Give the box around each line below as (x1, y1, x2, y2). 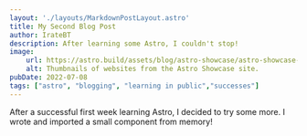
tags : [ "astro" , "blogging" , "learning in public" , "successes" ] (9, 81, 259, 90)
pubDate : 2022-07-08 (9, 73, 89, 82)
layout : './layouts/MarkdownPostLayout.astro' (9, 13, 190, 23)
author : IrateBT (9, 30, 71, 39)
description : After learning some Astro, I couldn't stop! (9, 38, 239, 48)
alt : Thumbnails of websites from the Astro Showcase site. (26, 65, 259, 74)
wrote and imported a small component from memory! (9, 116, 213, 127)
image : (9, 47, 35, 57)
